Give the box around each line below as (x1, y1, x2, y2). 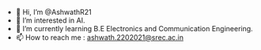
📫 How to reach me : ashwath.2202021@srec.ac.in (15, 33, 184, 42)
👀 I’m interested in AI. (15, 16, 85, 25)
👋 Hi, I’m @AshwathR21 (15, 8, 93, 16)
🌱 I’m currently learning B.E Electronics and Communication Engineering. (15, 24, 253, 33)
